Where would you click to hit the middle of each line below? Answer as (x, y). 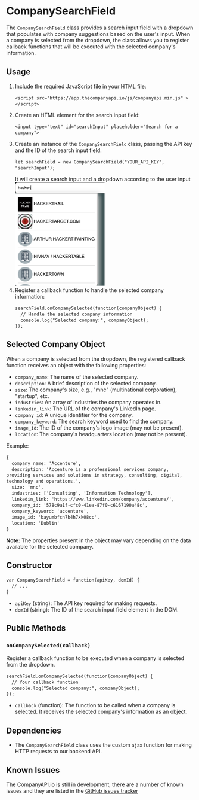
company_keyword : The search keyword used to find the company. (94, 421)
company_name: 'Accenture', (46, 463)
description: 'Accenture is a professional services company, (90, 469)
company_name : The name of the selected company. (77, 377)
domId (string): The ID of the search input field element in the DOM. (97, 609)
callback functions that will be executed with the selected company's (91, 47)
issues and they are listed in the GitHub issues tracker (72, 790)
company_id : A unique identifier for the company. (74, 415)
